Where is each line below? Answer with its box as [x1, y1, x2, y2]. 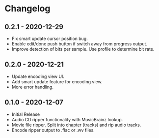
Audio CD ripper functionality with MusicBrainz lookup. [11, 116, 123, 122]
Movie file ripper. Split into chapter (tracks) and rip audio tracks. [11, 122, 141, 128]
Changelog [4, 3, 51, 14]
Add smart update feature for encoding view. [11, 78, 103, 84]
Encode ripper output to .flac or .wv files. [11, 127, 95, 133]
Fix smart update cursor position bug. [11, 35, 88, 41]
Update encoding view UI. [11, 73, 65, 79]
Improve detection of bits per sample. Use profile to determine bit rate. [11, 46, 155, 52]
